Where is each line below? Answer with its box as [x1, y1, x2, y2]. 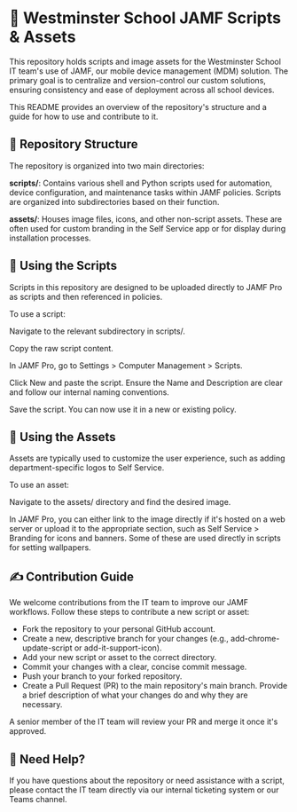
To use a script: [9, 308, 66, 319]
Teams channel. [9, 794, 67, 804]
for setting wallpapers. [9, 542, 91, 553]
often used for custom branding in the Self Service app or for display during [9, 223, 286, 233]
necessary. [21, 699, 63, 710]
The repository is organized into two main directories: [9, 160, 205, 171]
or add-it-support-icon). [74, 643, 162, 653]
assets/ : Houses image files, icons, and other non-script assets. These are [9, 213, 283, 225]
